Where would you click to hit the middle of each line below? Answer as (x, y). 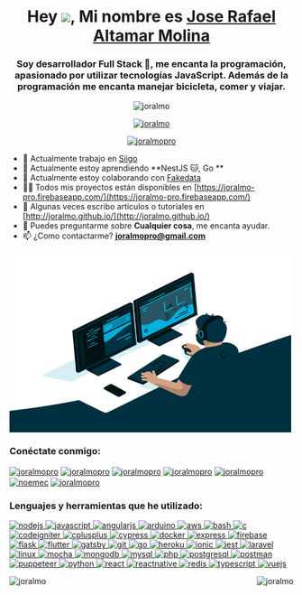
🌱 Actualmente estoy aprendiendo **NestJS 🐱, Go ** (123, 168)
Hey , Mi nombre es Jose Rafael (151, 17)
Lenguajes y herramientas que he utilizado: (106, 506)
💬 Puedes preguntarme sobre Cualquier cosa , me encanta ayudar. (146, 226)
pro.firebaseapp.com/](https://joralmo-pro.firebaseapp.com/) (136, 197)
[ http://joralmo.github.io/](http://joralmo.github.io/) (116, 216)
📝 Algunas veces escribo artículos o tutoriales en (113, 207)
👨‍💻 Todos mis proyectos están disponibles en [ (110, 188)
